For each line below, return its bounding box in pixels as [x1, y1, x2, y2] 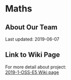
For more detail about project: [5, 63, 66, 70]
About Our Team [5, 23, 57, 31]
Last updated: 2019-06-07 [5, 36, 59, 42]
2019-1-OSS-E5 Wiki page [5, 69, 59, 75]
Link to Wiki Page [5, 50, 60, 59]
